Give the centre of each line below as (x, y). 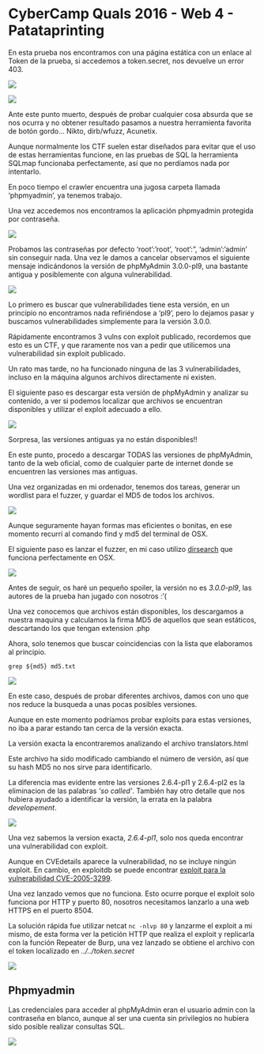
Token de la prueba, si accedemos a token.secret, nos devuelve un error (126, 61)
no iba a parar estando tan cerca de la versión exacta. (96, 727)
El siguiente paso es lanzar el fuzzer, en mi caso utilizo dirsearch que (121, 549)
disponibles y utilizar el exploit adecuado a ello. (85, 409)
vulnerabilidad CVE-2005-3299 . (60, 878)
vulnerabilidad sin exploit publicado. (67, 353)
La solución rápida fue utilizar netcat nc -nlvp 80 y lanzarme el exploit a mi (130, 925)
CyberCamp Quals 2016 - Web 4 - (121, 14)
